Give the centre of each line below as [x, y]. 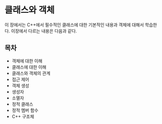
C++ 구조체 [23, 116]
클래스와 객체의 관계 [31, 73]
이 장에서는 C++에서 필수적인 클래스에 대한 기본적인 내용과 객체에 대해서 [74, 25]
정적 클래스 [22, 104]
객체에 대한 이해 [27, 61]
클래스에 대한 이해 [29, 67]
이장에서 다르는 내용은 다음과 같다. [44, 31]
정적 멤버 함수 [25, 110]
